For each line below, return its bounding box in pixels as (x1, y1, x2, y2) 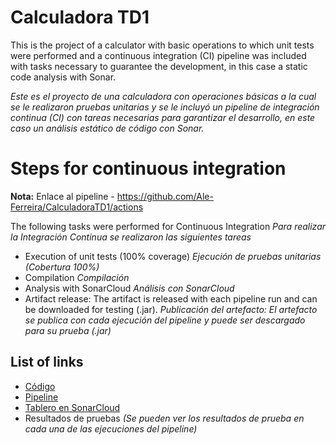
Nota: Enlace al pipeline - (10, 190, 115, 202)
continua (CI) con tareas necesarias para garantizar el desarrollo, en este (10, 111, 316, 123)
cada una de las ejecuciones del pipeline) (24, 422, 198, 435)
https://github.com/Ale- (116, 190, 214, 202)
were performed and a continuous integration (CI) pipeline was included (10, 49, 307, 61)
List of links (10, 354, 84, 371)
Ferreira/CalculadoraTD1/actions (10, 201, 144, 213)
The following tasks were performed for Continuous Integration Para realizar (10, 220, 327, 232)
